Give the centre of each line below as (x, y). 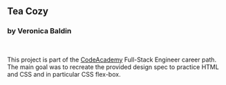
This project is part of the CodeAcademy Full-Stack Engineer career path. (112, 59)
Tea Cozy (28, 11)
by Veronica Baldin (39, 31)
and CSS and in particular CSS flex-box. (64, 74)
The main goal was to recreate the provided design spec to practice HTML (113, 67)
